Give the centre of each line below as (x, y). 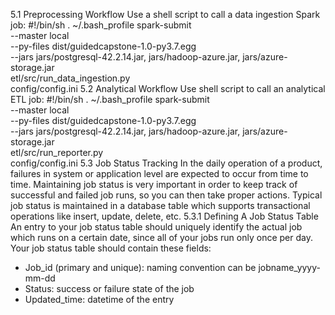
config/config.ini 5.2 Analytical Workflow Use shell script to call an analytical (168, 88)
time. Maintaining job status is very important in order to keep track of (154, 184)
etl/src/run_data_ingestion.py (70, 78)
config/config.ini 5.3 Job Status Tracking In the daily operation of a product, (166, 163)
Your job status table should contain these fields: (111, 248)
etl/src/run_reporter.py (57, 152)
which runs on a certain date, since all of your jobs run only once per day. (161, 237)
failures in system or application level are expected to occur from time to (159, 173)
